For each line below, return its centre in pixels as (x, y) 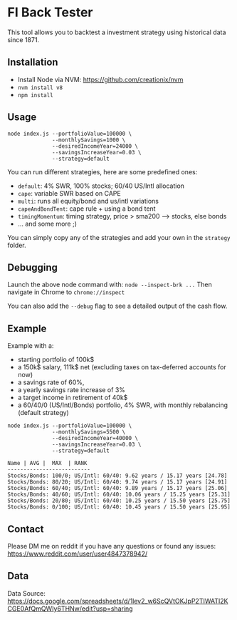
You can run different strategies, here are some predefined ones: (102, 171)
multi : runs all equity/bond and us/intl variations (88, 201)
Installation (33, 62)
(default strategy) (43, 413)
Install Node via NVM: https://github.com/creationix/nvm (100, 79)
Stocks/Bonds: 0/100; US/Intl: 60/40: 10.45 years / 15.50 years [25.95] (119, 507)
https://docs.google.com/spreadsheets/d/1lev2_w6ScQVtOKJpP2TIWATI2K (118, 601)
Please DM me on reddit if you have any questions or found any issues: (111, 546)
